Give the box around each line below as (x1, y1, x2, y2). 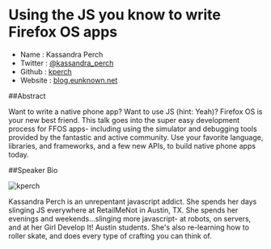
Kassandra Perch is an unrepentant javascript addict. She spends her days (8, 196, 257, 206)
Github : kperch (19, 66, 72, 76)
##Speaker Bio (8, 165, 58, 175)
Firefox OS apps (8, 23, 118, 41)
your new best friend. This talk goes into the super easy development (8, 115, 240, 124)
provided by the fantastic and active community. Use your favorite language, (8, 132, 264, 142)
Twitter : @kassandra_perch (19, 58, 114, 68)
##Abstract (8, 91, 46, 100)
